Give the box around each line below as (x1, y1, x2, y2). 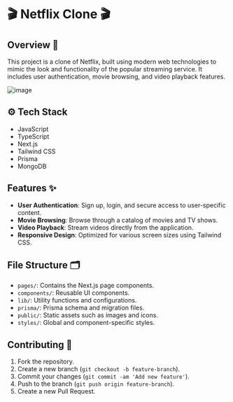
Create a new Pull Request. (17, 387, 96, 396)
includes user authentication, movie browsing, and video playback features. (7, 72, 226, 81)
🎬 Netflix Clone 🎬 (7, 6, 111, 22)
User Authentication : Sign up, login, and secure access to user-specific (17, 201, 226, 209)
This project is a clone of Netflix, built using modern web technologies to (7, 57, 217, 66)
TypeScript (17, 132, 50, 141)
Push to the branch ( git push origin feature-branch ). (17, 380, 175, 388)
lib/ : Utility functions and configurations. (17, 296, 137, 305)
